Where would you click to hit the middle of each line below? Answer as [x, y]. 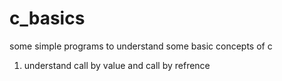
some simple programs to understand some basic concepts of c [141, 46]
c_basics [47, 18]
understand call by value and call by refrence [117, 65]
